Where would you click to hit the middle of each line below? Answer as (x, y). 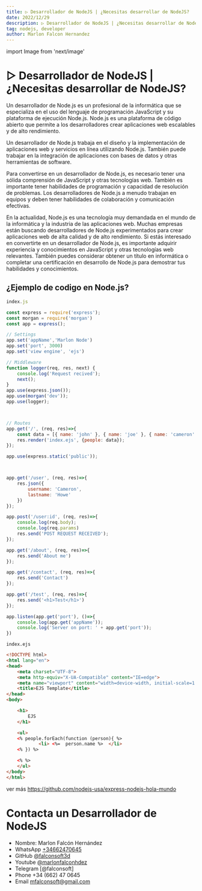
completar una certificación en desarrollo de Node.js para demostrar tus (96, 263)
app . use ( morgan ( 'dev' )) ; (37, 396)
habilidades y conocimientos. (42, 269)
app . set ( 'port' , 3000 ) (35, 346)
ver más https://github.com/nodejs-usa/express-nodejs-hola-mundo (91, 789)
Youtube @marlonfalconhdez (51, 862)
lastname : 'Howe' (49, 495)
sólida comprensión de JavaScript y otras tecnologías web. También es (95, 180)
